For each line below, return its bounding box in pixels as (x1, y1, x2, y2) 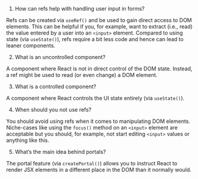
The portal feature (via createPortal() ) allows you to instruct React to (6, 160, 178, 166)
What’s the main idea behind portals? (14, 149, 106, 155)
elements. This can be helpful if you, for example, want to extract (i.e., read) (6, 23, 193, 30)
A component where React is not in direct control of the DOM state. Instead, (6, 65, 193, 72)
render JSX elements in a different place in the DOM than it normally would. (6, 166, 192, 173)
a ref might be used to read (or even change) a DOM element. (6, 72, 158, 78)
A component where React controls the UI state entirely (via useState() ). (6, 95, 185, 101)
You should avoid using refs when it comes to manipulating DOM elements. (6, 118, 191, 125)
